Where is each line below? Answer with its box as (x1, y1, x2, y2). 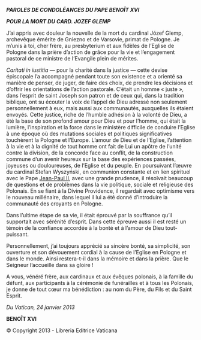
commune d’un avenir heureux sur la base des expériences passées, (6, 156, 176, 162)
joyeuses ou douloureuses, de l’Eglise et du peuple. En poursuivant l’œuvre (6, 162, 192, 169)
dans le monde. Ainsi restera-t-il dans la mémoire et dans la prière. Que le (6, 255, 189, 262)
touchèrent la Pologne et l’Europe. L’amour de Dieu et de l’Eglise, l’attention (6, 136, 192, 144)
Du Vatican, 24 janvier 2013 (6, 303, 75, 311)
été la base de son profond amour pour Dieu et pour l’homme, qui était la (6, 117, 186, 125)
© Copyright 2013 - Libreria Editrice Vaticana (6, 327, 118, 334)
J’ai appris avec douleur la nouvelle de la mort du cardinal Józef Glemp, (6, 29, 184, 37)
